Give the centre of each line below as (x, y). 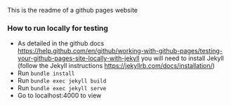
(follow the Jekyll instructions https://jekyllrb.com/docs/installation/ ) (116, 66)
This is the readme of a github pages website (73, 10)
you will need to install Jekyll (183, 58)
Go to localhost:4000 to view (59, 96)
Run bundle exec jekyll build (62, 80)
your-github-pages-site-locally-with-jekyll (78, 58)
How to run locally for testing (58, 28)
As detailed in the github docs (61, 43)
